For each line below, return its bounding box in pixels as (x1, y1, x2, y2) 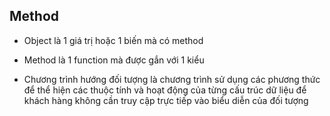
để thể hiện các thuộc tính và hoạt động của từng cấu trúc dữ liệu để (23, 84, 307, 96)
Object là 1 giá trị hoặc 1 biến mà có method (23, 34, 204, 46)
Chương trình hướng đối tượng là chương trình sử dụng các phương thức (23, 73, 321, 85)
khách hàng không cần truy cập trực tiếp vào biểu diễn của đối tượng (23, 94, 309, 106)
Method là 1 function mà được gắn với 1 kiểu (23, 54, 205, 66)
